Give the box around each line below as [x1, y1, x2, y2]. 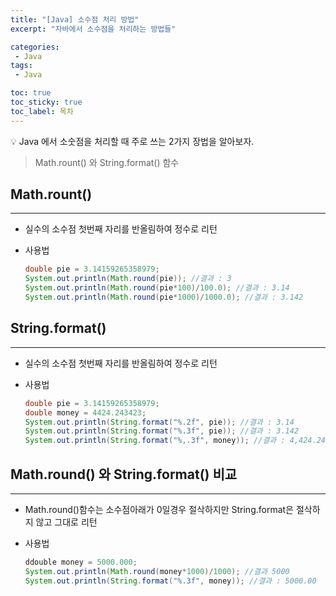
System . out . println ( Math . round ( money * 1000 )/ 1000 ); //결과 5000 [24, 566, 290, 576]
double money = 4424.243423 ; [24, 407, 147, 418]
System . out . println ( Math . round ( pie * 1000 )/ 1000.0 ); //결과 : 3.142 [24, 292, 304, 303]
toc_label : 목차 [10, 106, 74, 116]
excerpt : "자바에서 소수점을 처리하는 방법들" [10, 24, 177, 34]
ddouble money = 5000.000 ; [24, 557, 138, 567]
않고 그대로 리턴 [35, 516, 98, 528]
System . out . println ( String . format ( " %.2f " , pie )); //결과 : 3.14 [24, 417, 295, 427]
